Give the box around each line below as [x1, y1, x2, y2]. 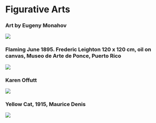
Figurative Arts [5, 4, 71, 15]
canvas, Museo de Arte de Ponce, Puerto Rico [5, 52, 122, 59]
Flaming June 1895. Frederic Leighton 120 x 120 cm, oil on [5, 46, 151, 53]
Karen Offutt [5, 76, 37, 84]
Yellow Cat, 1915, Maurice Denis [5, 101, 86, 108]
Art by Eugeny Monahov [5, 22, 67, 29]
